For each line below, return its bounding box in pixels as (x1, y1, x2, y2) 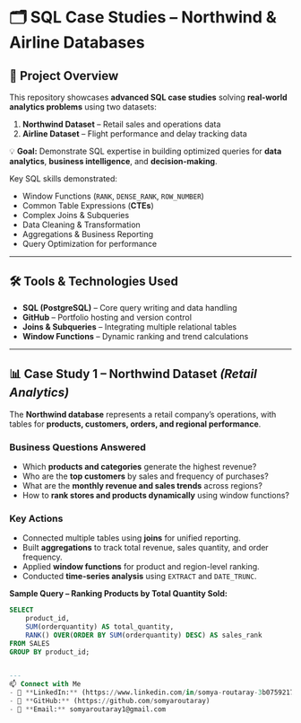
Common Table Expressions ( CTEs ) (21, 200, 154, 211)
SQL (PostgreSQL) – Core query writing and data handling (21, 302, 237, 313)
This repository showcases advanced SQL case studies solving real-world (9, 92, 288, 102)
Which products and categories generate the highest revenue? (21, 461, 257, 472)
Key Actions (9, 512, 64, 525)
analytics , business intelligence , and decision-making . (9, 156, 218, 166)
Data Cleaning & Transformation (21, 219, 141, 230)
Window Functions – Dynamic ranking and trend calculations (21, 331, 249, 341)
